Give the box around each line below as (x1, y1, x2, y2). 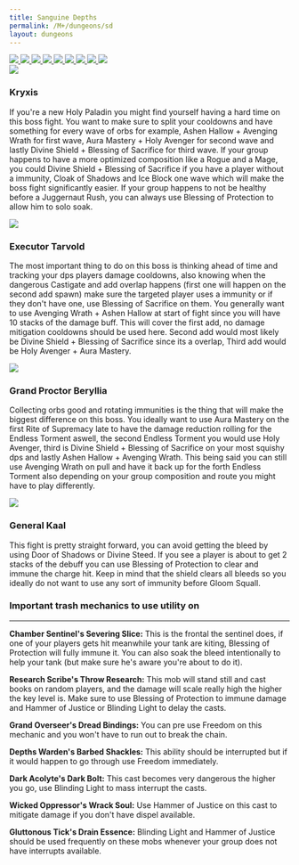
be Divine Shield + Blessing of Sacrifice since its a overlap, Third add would (9, 336, 287, 347)
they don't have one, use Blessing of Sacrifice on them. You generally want (9, 298, 285, 308)
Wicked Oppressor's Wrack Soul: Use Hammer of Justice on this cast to (9, 799, 278, 811)
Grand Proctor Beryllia (9, 384, 108, 396)
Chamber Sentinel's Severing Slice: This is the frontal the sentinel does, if (9, 628, 284, 639)
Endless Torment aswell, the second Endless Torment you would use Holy (9, 433, 280, 444)
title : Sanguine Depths (9, 12, 98, 22)
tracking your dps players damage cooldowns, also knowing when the (9, 269, 266, 281)
